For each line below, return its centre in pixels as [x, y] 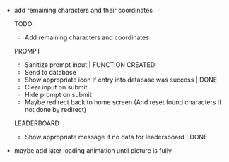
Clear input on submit [56, 87]
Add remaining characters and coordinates [87, 37]
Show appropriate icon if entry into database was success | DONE [121, 80]
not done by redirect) [55, 110]
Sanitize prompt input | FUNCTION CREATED [90, 65]
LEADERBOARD [37, 123]
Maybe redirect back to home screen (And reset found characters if [123, 102]
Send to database [50, 72]
